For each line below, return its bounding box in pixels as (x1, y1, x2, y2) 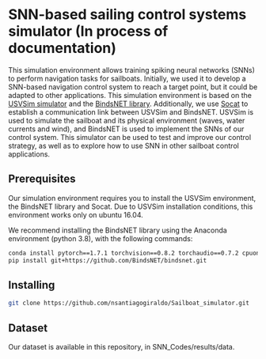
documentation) (8, 40, 117, 57)
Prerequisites (8, 172, 76, 186)
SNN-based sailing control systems (8, 6, 247, 24)
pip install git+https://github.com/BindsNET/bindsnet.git (8, 256, 207, 264)
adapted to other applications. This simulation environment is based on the (8, 90, 252, 100)
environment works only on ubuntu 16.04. (8, 210, 144, 219)
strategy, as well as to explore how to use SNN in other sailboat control (8, 141, 239, 150)
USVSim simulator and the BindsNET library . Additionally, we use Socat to (8, 99, 249, 108)
